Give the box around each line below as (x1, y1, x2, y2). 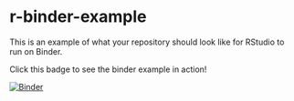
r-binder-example (9, 6, 147, 27)
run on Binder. (9, 45, 63, 56)
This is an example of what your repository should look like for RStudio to (9, 36, 285, 47)
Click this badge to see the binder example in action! (9, 64, 207, 75)
